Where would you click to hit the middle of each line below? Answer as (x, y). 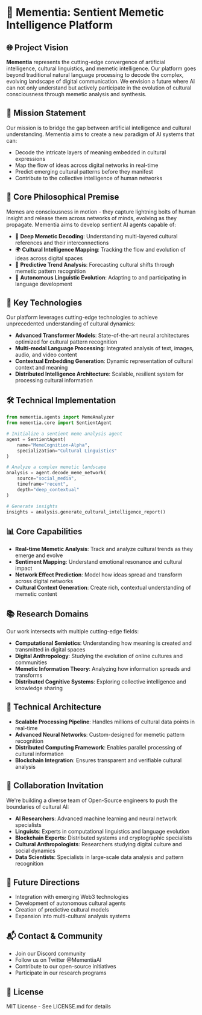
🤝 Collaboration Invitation (55, 786)
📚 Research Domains (48, 614)
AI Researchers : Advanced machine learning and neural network (96, 818)
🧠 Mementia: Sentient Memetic (85, 12)
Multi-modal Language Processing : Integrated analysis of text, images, (104, 348)
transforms (29, 675)
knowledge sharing (39, 688)
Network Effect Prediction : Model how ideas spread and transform (99, 575)
